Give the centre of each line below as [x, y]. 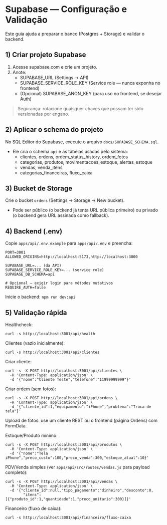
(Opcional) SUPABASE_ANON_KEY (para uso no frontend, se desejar [91, 93]
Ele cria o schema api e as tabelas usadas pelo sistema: [70, 151]
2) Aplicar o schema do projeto [54, 129]
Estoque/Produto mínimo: [31, 435]
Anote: [19, 72]
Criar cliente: [18, 361]
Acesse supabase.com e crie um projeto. [55, 67]
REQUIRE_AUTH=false [26, 288]
